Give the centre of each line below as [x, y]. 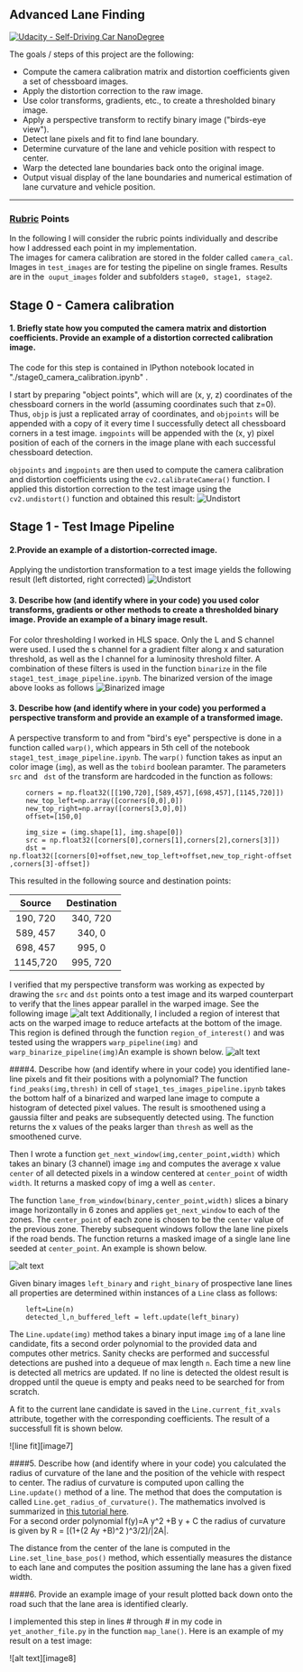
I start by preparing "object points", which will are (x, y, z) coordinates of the [151, 394]
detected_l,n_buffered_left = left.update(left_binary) [133, 1317]
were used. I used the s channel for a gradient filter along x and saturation [147, 649]
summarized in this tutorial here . [69, 1511]
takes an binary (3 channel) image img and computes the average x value [145, 1163]
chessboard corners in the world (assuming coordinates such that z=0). [143, 404]
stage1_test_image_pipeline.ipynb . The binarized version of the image [141, 677]
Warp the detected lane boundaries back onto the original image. [143, 167]
